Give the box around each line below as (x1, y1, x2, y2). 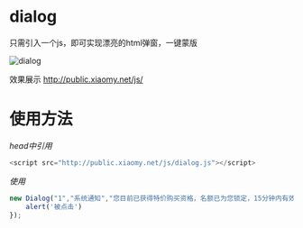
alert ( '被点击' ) (25, 202, 83, 211)
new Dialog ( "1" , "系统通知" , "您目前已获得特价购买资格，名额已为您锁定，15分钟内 (9, 194, 282, 203)
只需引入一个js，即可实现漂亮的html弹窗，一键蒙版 (9, 37, 198, 48)
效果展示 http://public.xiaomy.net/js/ (9, 74, 143, 85)
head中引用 (9, 140, 52, 150)
